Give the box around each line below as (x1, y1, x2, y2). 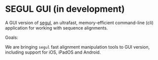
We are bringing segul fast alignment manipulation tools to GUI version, (5, 44, 150, 50)
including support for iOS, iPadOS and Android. (5, 49, 101, 55)
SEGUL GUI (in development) (5, 3, 125, 15)
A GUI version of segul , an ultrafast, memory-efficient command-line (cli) (5, 20, 154, 26)
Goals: (5, 34, 18, 40)
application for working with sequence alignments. (5, 25, 108, 30)
